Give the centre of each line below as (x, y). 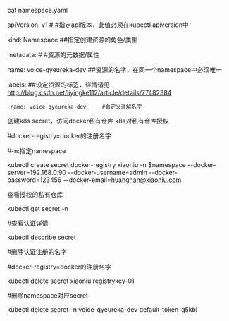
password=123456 (35, 180)
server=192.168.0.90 (37, 172)
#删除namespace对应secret (48, 295)
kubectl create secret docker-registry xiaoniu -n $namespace (97, 165)
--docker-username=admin (108, 172)
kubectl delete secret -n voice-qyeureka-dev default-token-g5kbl (103, 309)
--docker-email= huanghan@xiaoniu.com (122, 180)
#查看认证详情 (28, 223)
